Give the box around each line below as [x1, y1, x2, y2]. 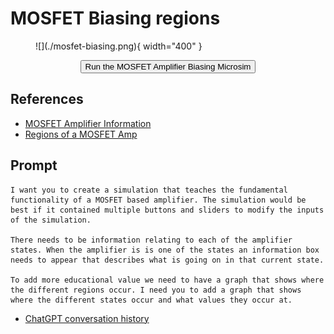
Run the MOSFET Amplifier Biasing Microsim [84, 61, 252, 72]
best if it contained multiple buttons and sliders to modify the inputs [10, 205, 325, 215]
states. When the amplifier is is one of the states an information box [10, 245, 320, 255]
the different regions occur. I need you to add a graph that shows [10, 285, 302, 295]
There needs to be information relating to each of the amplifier [10, 235, 293, 245]
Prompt [10, 157, 58, 174]
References [10, 91, 84, 108]
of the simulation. [10, 215, 92, 225]
